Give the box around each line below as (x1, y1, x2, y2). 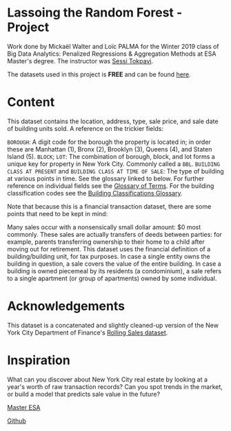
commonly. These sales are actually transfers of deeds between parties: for (7, 230, 223, 238)
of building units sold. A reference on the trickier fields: (7, 124, 164, 132)
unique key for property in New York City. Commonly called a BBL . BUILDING (7, 160, 221, 168)
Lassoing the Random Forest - (7, 5, 183, 21)
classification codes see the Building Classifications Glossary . (7, 189, 183, 197)
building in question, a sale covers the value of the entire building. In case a (7, 260, 222, 268)
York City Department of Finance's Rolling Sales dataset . (7, 328, 168, 337)
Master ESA (7, 403, 41, 411)
